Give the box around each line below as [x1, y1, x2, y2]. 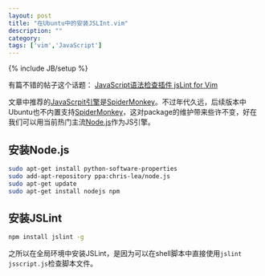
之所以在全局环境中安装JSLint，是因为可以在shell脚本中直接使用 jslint [8, 249, 243, 258]
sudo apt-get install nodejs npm [8, 187, 120, 195]
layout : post [8, 11, 52, 20]
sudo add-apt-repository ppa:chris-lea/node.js [8, 172, 171, 181]
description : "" [8, 26, 63, 34]
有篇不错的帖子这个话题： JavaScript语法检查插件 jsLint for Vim [8, 80, 218, 90]
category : [8, 34, 42, 43]
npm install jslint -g [8, 233, 84, 241]
